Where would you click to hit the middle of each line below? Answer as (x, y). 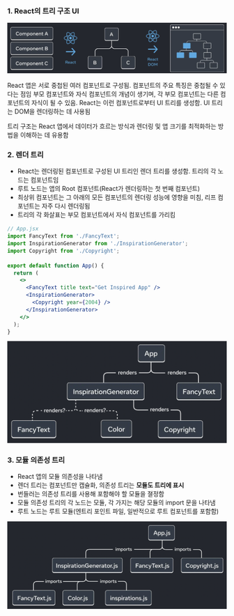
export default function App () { (56, 265)
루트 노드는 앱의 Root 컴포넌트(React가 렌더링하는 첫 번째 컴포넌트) (109, 189)
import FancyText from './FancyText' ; (63, 236)
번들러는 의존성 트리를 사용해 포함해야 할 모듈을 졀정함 (91, 494)
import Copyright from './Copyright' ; (63, 251)
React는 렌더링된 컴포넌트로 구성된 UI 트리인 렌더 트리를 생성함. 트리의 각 (117, 171)
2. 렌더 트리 (25, 155)
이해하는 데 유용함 (44, 134)
